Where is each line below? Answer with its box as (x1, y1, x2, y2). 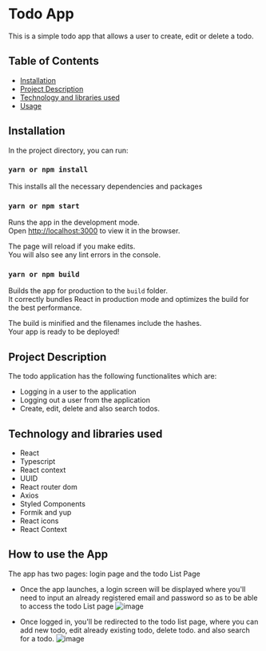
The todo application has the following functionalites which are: (8, 371, 217, 381)
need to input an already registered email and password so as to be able (19, 593, 258, 602)
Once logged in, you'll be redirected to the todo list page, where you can (19, 617, 259, 626)
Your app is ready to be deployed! (8, 327, 120, 336)
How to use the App (8, 548, 109, 562)
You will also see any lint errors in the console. (8, 250, 161, 260)
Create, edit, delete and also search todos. (19, 404, 160, 414)
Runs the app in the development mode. (8, 217, 140, 228)
